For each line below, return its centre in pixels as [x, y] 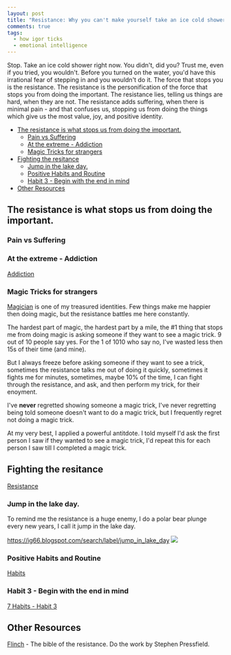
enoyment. [22, 392]
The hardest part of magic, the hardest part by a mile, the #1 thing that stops [115, 327]
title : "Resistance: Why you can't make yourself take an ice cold [106, 20]
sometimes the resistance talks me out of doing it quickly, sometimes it [108, 370]
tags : [15, 33]
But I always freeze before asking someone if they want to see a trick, [106, 362]
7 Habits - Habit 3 [32, 606]
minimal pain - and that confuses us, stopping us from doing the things [108, 109]
